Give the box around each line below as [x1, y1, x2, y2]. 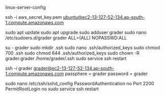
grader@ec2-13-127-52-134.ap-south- [33, 66, 115, 71]
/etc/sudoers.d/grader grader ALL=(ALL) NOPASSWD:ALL [5, 35, 127, 41]
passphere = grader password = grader [65, 71, 148, 77]
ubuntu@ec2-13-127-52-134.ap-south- [63, 14, 145, 20]
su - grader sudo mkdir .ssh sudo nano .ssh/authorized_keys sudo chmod [5, 45, 160, 50]
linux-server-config [5, 5, 46, 10]
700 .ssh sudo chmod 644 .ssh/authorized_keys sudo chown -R [5, 50, 140, 56]
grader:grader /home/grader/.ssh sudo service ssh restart [5, 55, 127, 61]
